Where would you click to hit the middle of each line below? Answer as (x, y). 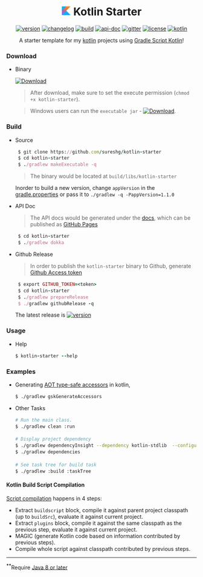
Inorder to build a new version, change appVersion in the (85, 188)
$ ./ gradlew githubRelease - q (56, 303)
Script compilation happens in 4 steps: (54, 498)
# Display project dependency (53, 439)
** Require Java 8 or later (37, 567)
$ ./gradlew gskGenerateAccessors (58, 396)
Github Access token (56, 272)
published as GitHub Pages (64, 224)
